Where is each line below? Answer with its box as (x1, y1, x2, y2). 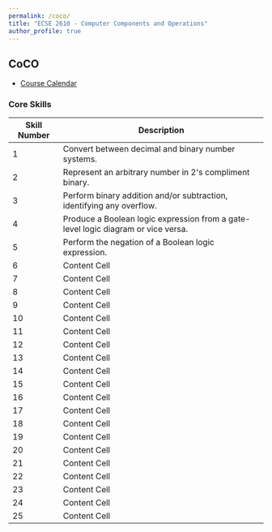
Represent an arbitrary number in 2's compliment (62, 167, 250, 178)
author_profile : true (8, 27, 82, 35)
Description (138, 125, 185, 136)
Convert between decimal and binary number (62, 144, 236, 155)
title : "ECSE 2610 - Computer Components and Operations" (8, 19, 208, 28)
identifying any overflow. (62, 200, 158, 212)
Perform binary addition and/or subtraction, (62, 190, 228, 201)
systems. (62, 153, 97, 165)
